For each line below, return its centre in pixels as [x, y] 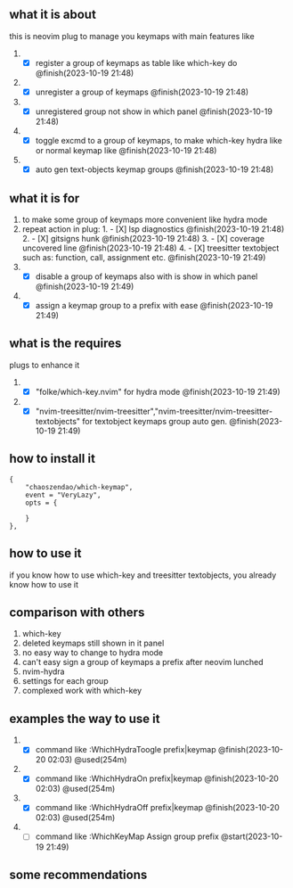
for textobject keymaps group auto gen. [155, 421]
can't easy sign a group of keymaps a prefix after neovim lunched [143, 662]
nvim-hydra [43, 671]
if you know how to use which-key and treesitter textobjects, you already [143, 575]
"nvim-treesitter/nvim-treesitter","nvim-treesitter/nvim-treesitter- [154, 411]
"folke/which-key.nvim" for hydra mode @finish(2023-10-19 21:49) [158, 391]
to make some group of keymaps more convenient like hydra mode [145, 219]
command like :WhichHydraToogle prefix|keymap [126, 750]
